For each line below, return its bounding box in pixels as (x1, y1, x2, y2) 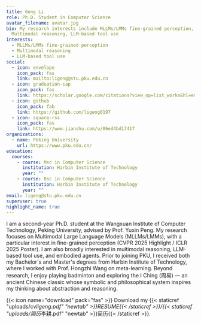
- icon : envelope (11, 64, 55, 71)
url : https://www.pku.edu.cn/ (17, 142, 93, 149)
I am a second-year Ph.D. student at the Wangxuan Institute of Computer (6, 220, 186, 228)
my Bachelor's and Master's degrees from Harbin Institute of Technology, (6, 258, 187, 265)
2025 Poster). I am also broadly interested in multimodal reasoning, (6, 246, 172, 253)
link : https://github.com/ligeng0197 (17, 109, 111, 115)
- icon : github (11, 98, 50, 104)
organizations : (6, 131, 44, 138)
